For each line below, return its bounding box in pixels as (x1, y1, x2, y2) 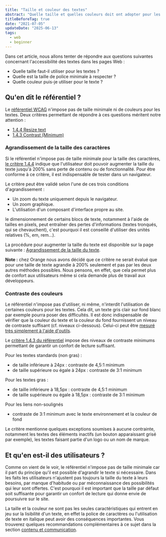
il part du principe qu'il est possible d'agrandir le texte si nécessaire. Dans (5, 469, 156, 475)
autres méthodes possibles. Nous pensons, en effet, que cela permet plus (5, 267, 156, 273)
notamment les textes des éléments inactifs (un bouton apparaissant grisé (5, 431, 157, 438)
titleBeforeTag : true (5, 16, 50, 21)
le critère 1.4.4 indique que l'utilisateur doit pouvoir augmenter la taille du (5, 161, 154, 167)
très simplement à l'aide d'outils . (5, 328, 71, 334)
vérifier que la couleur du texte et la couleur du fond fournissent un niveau (5, 317, 157, 323)
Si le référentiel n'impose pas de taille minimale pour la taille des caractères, (5, 155, 161, 162)
